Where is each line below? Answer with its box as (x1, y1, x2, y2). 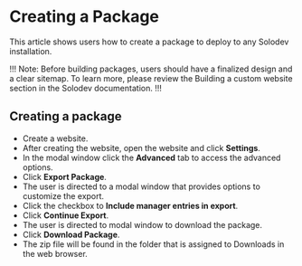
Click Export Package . (22, 171, 107, 182)
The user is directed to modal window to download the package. (22, 219, 263, 230)
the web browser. (22, 248, 88, 259)
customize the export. (22, 190, 105, 201)
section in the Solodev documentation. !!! (9, 82, 163, 93)
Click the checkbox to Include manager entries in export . (22, 200, 239, 211)
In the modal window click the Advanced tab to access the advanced (22, 152, 281, 163)
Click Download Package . (22, 229, 120, 240)
